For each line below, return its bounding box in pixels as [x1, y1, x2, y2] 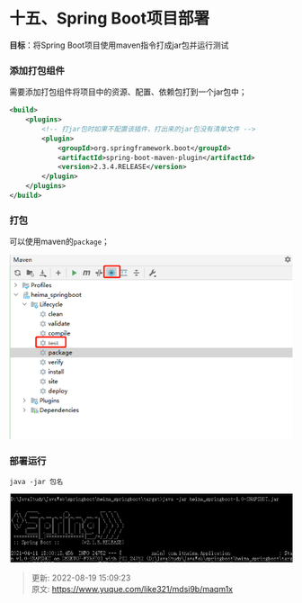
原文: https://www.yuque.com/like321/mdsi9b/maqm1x [31, 584, 234, 595]
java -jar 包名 [9, 478, 64, 487]
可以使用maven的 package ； [9, 236, 111, 247]
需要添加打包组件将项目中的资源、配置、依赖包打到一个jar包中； [9, 86, 247, 97]
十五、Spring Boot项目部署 [9, 8, 209, 29]
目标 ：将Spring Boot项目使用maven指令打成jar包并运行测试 [9, 40, 229, 50]
